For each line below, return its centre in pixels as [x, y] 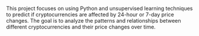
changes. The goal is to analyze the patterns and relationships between [94, 21]
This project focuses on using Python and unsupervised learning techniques [99, 8]
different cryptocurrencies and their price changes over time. [81, 27]
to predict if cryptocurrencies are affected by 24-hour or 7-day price [90, 15]
